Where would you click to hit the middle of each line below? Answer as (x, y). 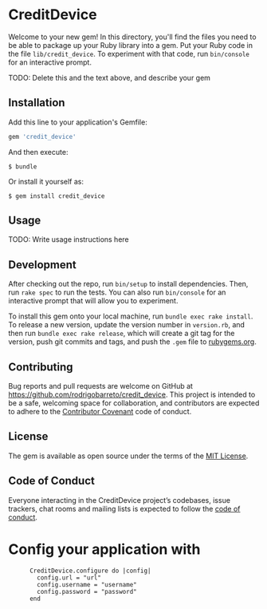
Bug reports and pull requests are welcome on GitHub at (101, 386)
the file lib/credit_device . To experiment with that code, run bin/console (129, 53)
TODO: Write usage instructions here (69, 239)
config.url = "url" (69, 577)
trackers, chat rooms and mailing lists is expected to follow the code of (124, 508)
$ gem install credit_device (57, 196)
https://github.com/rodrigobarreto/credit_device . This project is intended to (132, 395)
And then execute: (38, 152)
